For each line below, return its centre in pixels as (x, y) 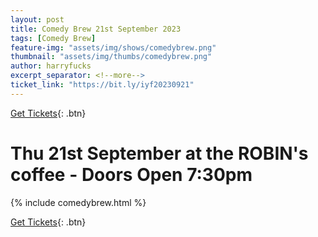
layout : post (37, 19)
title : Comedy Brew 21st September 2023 (96, 29)
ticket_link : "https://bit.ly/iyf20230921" (102, 85)
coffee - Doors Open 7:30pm (131, 174)
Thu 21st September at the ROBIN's (159, 153)
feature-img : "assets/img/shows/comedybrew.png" (113, 47)
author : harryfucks (51, 66)
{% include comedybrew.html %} (78, 202)
